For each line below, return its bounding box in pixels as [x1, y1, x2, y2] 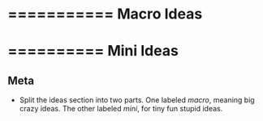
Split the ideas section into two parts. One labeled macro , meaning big [19, 95, 255, 105]
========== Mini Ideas [7, 42, 179, 60]
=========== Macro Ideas [7, 5, 203, 23]
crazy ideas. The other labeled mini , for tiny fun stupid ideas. [19, 104, 223, 114]
